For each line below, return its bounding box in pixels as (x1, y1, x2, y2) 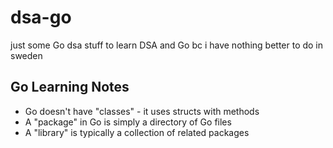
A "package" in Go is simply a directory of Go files (24, 116, 232, 128)
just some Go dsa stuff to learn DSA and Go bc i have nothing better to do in (10, 39, 324, 51)
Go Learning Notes (10, 79, 130, 96)
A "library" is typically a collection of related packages (24, 126, 250, 138)
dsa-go (10, 6, 72, 29)
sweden (10, 49, 43, 61)
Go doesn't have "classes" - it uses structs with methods (24, 105, 260, 117)
